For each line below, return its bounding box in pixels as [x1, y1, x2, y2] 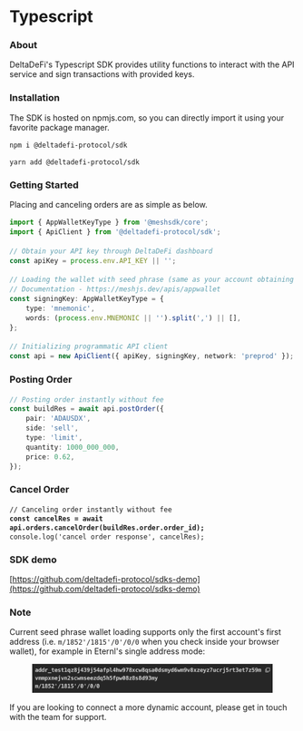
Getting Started [9, 179, 79, 191]
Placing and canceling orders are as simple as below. [9, 200, 208, 210]
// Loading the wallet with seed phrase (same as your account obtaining [9, 275, 295, 285]
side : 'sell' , [25, 424, 79, 433]
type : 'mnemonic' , [25, 304, 95, 313]
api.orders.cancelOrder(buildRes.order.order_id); [9, 523, 205, 532]
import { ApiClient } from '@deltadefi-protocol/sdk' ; [9, 227, 221, 237]
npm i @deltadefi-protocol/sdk [9, 141, 128, 150]
